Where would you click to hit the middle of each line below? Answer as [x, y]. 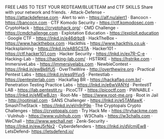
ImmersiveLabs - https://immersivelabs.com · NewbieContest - [68, 64]
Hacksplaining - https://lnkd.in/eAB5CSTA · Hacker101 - [61, 49]
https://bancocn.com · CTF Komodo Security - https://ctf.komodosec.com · [81, 22]
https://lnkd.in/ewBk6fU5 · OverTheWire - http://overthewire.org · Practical [80, 69]
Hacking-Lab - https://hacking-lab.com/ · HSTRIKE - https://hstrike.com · [79, 59]
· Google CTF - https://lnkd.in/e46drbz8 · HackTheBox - [61, 38]
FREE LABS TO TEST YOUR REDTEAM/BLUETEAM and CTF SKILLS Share [79, 7]
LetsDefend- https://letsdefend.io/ [40, 131]
